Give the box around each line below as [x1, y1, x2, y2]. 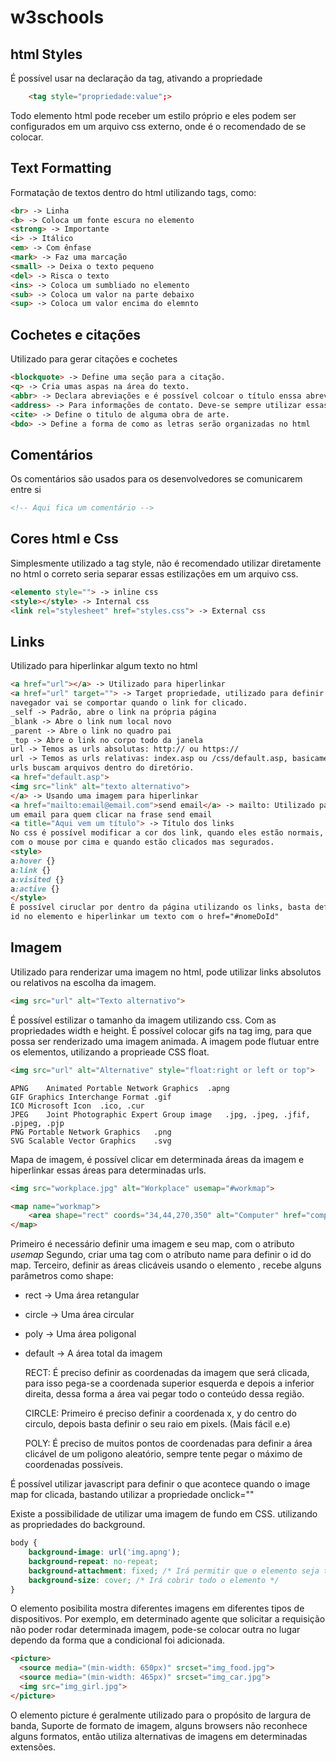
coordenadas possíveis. [24, 1459, 123, 1471]
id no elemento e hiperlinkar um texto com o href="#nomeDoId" [10, 912, 280, 922]
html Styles [10, 46, 83, 63]
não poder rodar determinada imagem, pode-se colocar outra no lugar [10, 1624, 301, 1636]
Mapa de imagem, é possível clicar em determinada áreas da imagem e [10, 1153, 305, 1165]
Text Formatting [10, 160, 112, 177]
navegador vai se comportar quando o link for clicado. [10, 698, 248, 708]
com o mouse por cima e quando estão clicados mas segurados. [10, 837, 275, 848]
